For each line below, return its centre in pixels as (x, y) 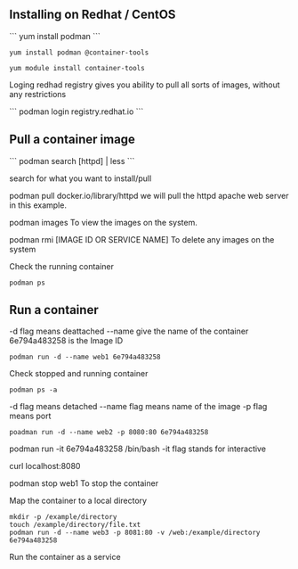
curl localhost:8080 (45, 466)
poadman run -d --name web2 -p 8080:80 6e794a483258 (109, 433)
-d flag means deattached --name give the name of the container (129, 331)
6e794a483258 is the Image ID (66, 341)
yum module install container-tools (77, 68)
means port (30, 416)
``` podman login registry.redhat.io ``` (77, 111)
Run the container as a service (65, 557)
